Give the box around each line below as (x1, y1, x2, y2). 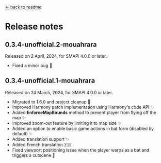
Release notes (5, 21, 64, 32)
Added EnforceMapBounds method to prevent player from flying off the (12, 109, 157, 115)
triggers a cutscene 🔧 (12, 152, 55, 158)
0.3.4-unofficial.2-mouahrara (5, 40, 97, 49)
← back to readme (5, 4, 42, 10)
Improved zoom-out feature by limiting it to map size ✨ (12, 120, 122, 126)
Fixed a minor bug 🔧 (12, 63, 52, 68)
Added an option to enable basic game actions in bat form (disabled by (12, 126, 154, 131)
